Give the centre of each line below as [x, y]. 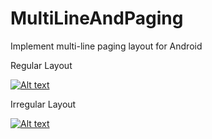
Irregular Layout [43, 104]
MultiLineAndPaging [97, 18]
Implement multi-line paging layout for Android [106, 46]
